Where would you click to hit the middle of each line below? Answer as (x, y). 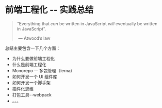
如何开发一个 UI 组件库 (34, 77)
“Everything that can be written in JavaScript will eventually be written (87, 23)
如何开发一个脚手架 (31, 82)
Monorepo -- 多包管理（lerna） (43, 70)
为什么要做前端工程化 (33, 58)
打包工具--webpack (32, 94)
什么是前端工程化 (29, 64)
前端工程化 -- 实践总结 (49, 10)
